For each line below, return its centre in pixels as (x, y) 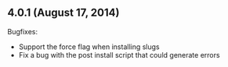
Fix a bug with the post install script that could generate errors (119, 55)
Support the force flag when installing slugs (89, 47)
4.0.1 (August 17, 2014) (63, 13)
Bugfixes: (23, 31)
